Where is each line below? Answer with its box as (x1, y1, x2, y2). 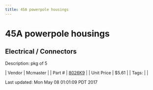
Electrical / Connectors (5, 47, 77, 56)
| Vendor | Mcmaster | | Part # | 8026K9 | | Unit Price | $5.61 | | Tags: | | (5, 70, 149, 75)
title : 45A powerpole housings (5, 7, 69, 12)
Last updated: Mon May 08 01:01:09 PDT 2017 (5, 79, 98, 85)
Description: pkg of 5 (5, 60, 47, 66)
